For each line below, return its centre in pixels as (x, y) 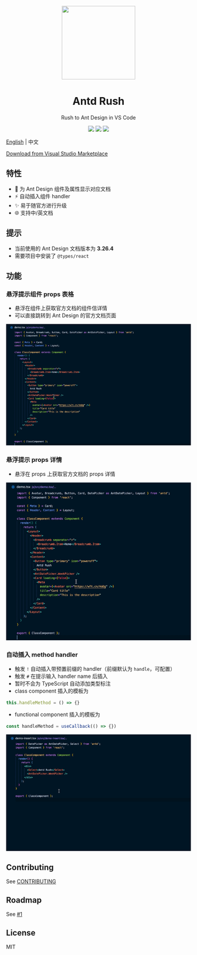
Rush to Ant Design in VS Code (98, 117)
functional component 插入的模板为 (57, 714)
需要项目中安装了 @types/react (52, 255)
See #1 (14, 914)
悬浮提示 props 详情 (34, 460)
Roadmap (24, 900)
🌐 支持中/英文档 (34, 212)
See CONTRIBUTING (31, 881)
